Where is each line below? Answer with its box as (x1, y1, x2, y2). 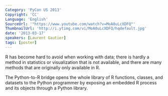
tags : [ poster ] (5, 40, 37, 45)
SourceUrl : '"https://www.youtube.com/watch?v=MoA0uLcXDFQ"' (5, 21, 136, 27)
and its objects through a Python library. (5, 85, 88, 91)
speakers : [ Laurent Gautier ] (5, 36, 66, 41)
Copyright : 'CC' (5, 12, 39, 17)
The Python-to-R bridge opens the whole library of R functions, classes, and (5, 74, 163, 80)
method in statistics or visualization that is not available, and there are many (5, 59, 162, 65)
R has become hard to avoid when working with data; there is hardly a (5, 54, 149, 60)
